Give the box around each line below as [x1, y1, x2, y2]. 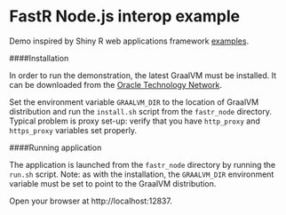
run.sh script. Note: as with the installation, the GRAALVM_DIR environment [9, 169, 274, 179]
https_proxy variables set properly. [9, 124, 138, 135]
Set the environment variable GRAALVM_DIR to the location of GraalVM [9, 96, 259, 107]
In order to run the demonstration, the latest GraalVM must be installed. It [9, 69, 277, 81]
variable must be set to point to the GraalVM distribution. [9, 178, 217, 188]
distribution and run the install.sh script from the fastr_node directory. [9, 106, 273, 116]
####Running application [9, 142, 102, 153]
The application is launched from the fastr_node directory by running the [9, 159, 276, 170]
